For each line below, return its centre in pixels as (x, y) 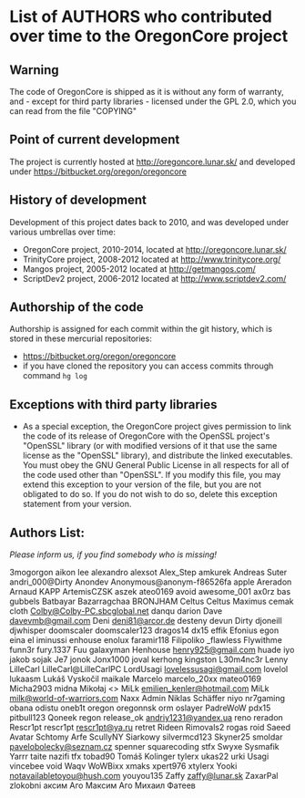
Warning (34, 70)
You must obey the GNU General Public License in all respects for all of (156, 465)
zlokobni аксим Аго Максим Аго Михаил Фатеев (102, 785)
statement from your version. (77, 504)
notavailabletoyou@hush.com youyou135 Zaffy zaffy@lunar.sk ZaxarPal (144, 776)
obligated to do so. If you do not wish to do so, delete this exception (150, 494)
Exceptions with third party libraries (113, 404)
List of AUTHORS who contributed (141, 17)
